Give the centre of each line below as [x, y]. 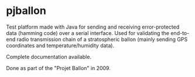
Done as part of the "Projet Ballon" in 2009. [59, 68]
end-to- [180, 33]
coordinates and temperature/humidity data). [60, 45]
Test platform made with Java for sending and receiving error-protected [93, 27]
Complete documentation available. [49, 57]
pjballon [26, 11]
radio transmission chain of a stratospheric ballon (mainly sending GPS [102, 39]
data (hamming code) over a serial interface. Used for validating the [88, 33]
